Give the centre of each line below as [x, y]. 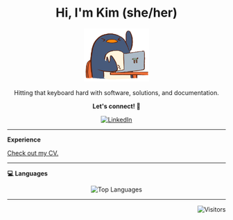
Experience [24, 139]
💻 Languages [28, 174]
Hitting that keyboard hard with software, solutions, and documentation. [116, 93]
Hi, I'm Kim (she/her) [116, 13]
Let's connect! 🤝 [116, 106]
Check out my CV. [33, 153]
